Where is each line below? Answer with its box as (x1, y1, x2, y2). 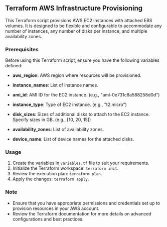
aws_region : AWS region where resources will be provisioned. (12, 72, 142, 78)
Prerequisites (5, 46, 39, 53)
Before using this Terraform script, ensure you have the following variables (5, 57, 159, 63)
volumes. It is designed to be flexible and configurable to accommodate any (5, 23, 162, 29)
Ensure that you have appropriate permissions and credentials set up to (12, 200, 160, 206)
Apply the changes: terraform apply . (12, 176, 89, 182)
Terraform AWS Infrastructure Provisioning (5, 4, 143, 13)
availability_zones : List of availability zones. (12, 127, 104, 133)
